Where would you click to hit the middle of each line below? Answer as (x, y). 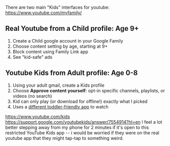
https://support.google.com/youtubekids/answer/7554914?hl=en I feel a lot (84, 122)
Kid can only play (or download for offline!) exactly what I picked (80, 101)
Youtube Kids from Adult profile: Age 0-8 (72, 73)
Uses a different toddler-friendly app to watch (61, 106)
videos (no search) (32, 96)
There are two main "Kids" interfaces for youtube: (57, 7)
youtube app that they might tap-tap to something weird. (64, 138)
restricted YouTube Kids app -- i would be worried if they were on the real (82, 133)
